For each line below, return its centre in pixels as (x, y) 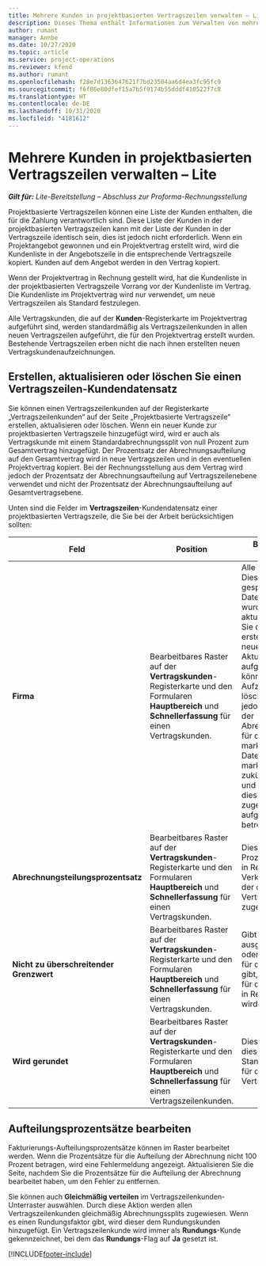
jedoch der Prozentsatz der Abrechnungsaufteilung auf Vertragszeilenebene (133, 475)
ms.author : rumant (38, 74)
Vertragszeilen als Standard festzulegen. (74, 302)
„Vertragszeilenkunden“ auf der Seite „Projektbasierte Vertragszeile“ (120, 416)
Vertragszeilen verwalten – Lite (112, 175)
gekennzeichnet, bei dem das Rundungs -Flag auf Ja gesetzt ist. (114, 1239)
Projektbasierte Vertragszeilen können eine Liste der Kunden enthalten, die (130, 211)
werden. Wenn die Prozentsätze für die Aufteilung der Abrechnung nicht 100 (133, 1156)
